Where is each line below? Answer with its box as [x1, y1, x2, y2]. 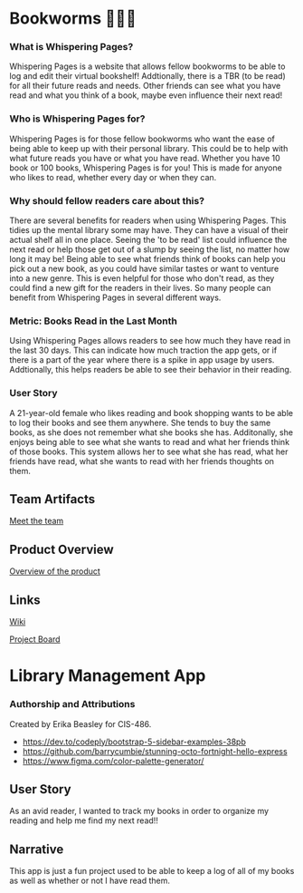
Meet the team [9, 516, 64, 527]
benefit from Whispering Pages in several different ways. [9, 292, 222, 303]
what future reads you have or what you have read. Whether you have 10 [9, 152, 280, 163]
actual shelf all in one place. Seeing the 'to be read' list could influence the [9, 235, 288, 246]
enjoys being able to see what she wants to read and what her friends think [9, 436, 290, 447]
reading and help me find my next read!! [9, 815, 158, 826]
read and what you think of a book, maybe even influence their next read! [9, 90, 283, 101]
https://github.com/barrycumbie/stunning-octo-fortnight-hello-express [22, 745, 288, 756]
